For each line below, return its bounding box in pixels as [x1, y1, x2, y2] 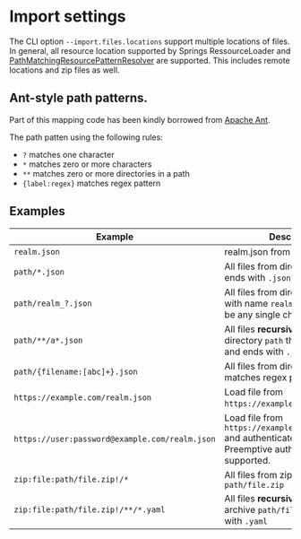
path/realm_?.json [13, 298, 92, 309]
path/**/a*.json [13, 335, 83, 345]
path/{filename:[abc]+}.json [13, 366, 138, 377]
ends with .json [224, 271, 291, 283]
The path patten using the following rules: [9, 132, 163, 143]
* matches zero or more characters [21, 159, 152, 170]
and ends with [224, 345, 284, 358]
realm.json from [224, 245, 291, 257]
